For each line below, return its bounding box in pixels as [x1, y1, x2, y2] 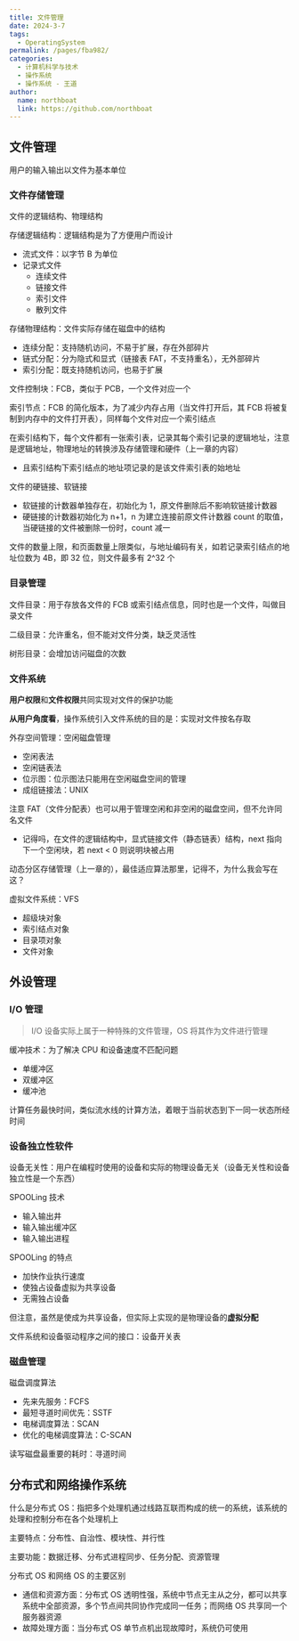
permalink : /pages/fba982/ [9, 46, 109, 55]
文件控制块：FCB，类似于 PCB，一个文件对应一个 [9, 384, 191, 394]
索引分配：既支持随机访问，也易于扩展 [21, 364, 163, 375]
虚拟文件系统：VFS [9, 893, 79, 904]
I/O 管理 [9, 1003, 44, 1016]
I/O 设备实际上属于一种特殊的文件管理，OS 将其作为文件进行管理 [30, 1025, 269, 1036]
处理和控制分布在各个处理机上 [9, 1514, 118, 1524]
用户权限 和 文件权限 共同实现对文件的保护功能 [9, 694, 174, 704]
